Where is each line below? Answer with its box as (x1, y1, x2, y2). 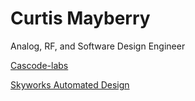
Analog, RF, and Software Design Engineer (10, 40, 186, 52)
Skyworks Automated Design (10, 78, 130, 91)
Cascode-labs (10, 59, 69, 71)
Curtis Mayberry (10, 7, 151, 30)
